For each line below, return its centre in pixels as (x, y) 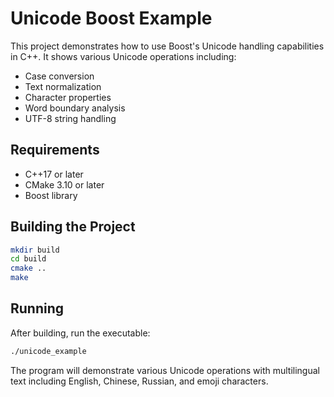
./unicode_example (48, 351)
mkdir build (35, 250)
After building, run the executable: (80, 333)
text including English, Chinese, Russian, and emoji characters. (139, 381)
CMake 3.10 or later (64, 184)
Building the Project (73, 227)
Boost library (51, 195)
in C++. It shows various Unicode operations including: (123, 56)
